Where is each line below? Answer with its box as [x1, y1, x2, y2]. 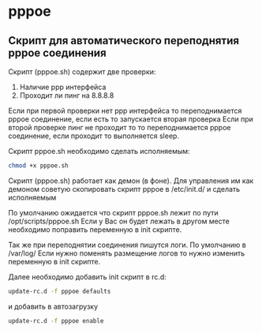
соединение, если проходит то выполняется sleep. [8, 131, 180, 140]
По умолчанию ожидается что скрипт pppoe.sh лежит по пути [8, 208, 219, 217]
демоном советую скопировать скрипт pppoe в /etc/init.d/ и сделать [8, 184, 241, 193]
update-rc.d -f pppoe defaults [8, 287, 111, 295]
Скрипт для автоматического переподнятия [8, 34, 239, 47]
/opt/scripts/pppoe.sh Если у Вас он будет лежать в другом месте [8, 216, 230, 226]
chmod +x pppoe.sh [8, 162, 69, 170]
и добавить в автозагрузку [8, 301, 99, 311]
